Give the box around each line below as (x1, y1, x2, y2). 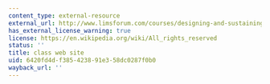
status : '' (8, 42, 45, 50)
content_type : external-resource (8, 11, 121, 20)
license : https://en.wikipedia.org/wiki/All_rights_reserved (8, 34, 218, 42)
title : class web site (8, 49, 84, 57)
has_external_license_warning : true (8, 26, 131, 34)
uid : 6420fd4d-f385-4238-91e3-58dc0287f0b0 (8, 57, 157, 65)
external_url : (8, 19, 56, 27)
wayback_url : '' (8, 64, 63, 72)
